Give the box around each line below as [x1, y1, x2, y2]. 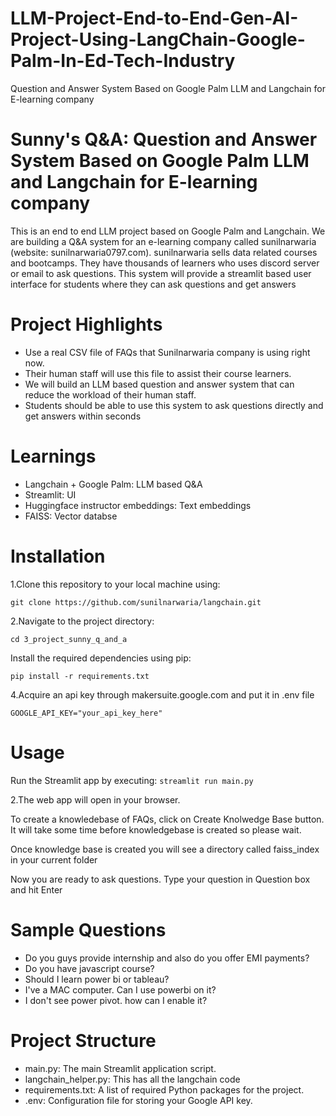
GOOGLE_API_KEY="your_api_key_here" [10, 708, 163, 718]
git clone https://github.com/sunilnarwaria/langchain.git [10, 597, 262, 607]
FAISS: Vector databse [24, 510, 118, 522]
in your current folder [10, 853, 98, 866]
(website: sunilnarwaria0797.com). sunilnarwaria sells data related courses [10, 246, 318, 258]
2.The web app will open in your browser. [10, 793, 181, 806]
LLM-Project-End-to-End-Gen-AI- [10, 7, 299, 30]
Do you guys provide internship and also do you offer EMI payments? [24, 952, 310, 964]
